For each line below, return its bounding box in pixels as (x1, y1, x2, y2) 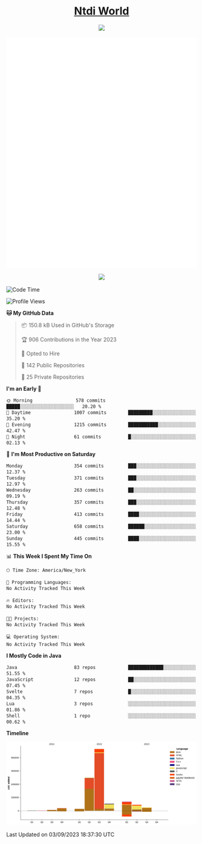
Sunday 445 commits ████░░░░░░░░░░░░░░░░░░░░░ (6, 535, 197, 542)
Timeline (6, 730, 29, 737)
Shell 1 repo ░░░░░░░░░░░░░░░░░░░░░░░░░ (6, 713, 197, 719)
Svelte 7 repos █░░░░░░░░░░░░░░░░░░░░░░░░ (6, 689, 197, 695)
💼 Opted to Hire (21, 350, 60, 358)
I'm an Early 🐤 (6, 385, 42, 393)
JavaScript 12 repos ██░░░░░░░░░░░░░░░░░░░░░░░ (6, 676, 197, 683)
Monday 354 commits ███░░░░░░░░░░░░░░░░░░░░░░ (6, 463, 197, 469)
